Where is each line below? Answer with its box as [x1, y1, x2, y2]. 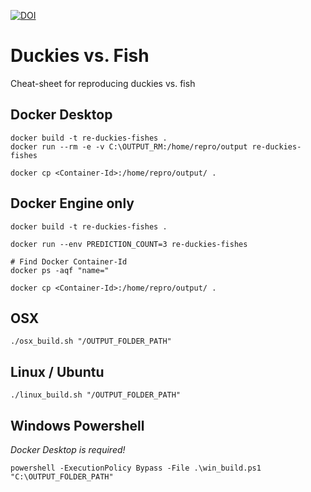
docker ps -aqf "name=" [10, 265, 110, 275]
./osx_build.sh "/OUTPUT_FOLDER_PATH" [10, 336, 172, 347]
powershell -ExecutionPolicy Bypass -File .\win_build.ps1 [10, 463, 262, 473]
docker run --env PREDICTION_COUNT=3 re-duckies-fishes [10, 239, 248, 249]
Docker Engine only [10, 195, 135, 212]
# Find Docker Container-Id [10, 256, 128, 267]
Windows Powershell [10, 417, 145, 434]
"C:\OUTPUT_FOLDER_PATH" [10, 472, 114, 482]
